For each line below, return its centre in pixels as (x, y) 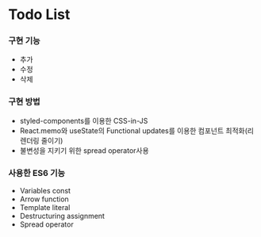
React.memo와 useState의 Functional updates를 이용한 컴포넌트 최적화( (134, 130)
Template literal (45, 208)
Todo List (39, 15)
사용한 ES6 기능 (37, 173)
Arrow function (44, 199)
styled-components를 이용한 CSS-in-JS (84, 120)
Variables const (45, 191)
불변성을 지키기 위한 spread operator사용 (84, 150)
